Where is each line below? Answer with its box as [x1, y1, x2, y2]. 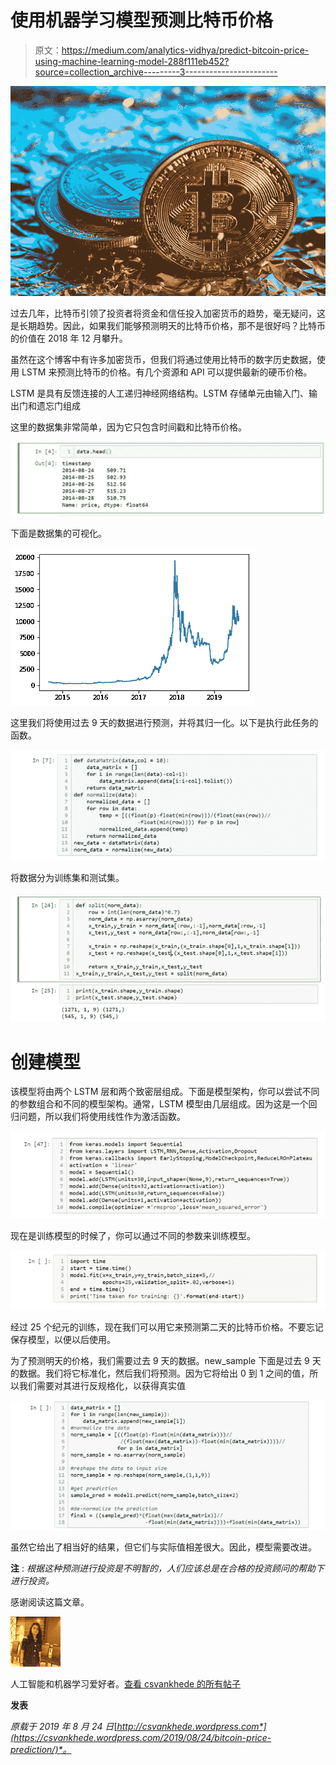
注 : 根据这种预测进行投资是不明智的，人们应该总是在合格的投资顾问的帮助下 [10, 1562, 325, 1574]
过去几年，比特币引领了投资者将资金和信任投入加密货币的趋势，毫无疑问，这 [10, 307, 326, 320]
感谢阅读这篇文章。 [10, 1596, 90, 1608]
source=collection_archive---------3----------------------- [34, 66, 278, 78]
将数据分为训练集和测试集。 [10, 871, 125, 883]
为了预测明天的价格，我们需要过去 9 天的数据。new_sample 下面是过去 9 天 [10, 1354, 322, 1366]
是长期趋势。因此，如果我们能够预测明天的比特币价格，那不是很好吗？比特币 [10, 320, 326, 332]
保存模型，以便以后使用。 [10, 1333, 116, 1345]
